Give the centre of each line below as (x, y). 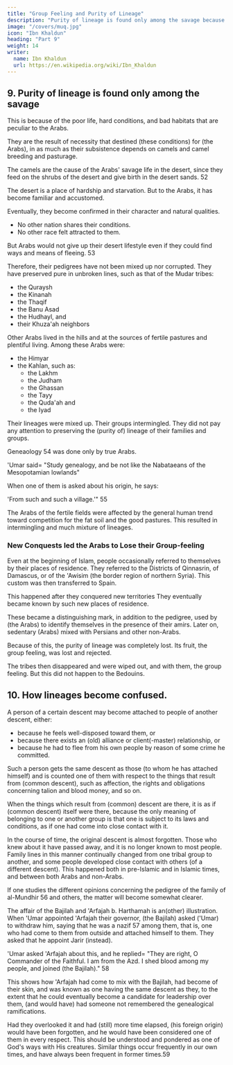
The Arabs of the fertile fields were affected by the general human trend (110, 513)
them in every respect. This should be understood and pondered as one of (114, 1039)
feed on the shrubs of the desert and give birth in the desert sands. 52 (107, 177)
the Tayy (40, 395)
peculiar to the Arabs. (38, 128)
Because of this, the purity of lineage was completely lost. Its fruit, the (107, 645)
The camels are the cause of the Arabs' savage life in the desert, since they (115, 170)
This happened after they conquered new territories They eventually (105, 596)
